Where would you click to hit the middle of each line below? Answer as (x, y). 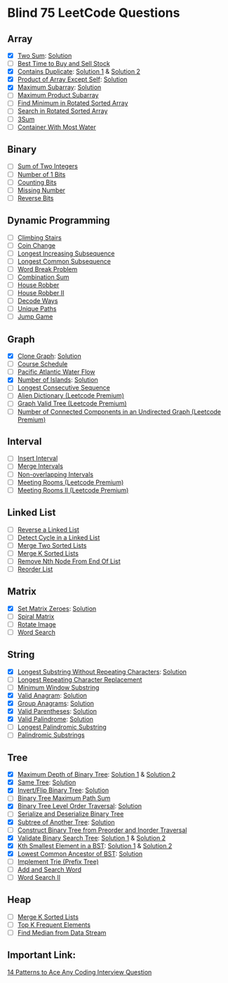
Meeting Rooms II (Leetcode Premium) (73, 490)
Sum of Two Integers (48, 166)
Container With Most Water (56, 127)
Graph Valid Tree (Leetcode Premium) (72, 403)
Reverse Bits (35, 198)
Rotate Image (36, 624)
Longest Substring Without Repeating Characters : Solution (102, 671)
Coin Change (36, 245)
